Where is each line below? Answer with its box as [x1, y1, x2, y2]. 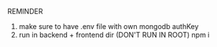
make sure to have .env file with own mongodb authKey [18, 22, 199, 31]
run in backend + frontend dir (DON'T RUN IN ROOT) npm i [18, 31, 210, 39]
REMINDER [7, 7, 43, 16]
